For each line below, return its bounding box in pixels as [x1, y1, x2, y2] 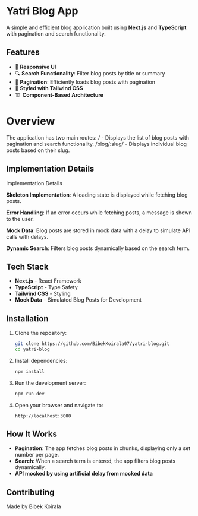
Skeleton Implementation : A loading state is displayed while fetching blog [6, 191, 188, 198]
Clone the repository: [14, 330, 67, 337]
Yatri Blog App [6, 4, 78, 18]
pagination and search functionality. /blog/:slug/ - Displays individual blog [6, 140, 187, 147]
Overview [6, 114, 55, 128]
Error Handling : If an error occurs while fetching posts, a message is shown [6, 209, 192, 216]
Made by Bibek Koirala [6, 503, 61, 510]
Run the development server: [14, 379, 86, 387]
